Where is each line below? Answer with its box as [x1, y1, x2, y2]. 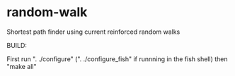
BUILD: [6, 41, 28, 49]
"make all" [6, 62, 37, 70]
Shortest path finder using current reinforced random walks [6, 27, 180, 36]
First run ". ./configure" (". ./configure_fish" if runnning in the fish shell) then [6, 54, 228, 63]
